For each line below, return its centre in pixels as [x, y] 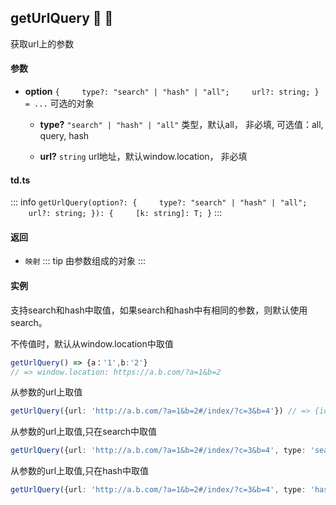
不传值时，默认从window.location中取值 [92, 343]
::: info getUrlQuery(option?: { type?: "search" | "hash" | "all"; [159, 202]
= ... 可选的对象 [59, 103]
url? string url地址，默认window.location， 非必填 [143, 157]
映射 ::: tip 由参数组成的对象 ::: [85, 261]
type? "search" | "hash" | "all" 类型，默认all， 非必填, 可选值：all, [181, 125]
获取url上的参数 [42, 43]
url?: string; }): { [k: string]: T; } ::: [125, 213]
